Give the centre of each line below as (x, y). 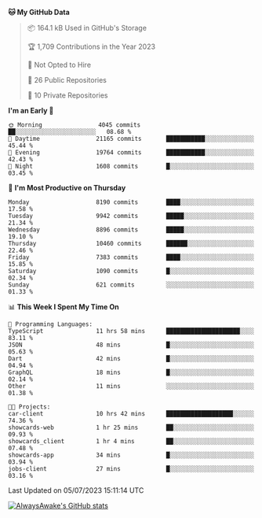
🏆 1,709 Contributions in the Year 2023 (91, 46)
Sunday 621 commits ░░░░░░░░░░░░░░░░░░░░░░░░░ (131, 285)
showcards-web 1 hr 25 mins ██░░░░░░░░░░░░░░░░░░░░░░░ (131, 427)
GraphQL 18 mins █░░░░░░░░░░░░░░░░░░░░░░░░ (131, 372)
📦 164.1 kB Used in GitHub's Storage (87, 28)
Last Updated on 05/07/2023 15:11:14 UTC (76, 490)
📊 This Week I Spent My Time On (64, 307)
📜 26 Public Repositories (67, 80)
